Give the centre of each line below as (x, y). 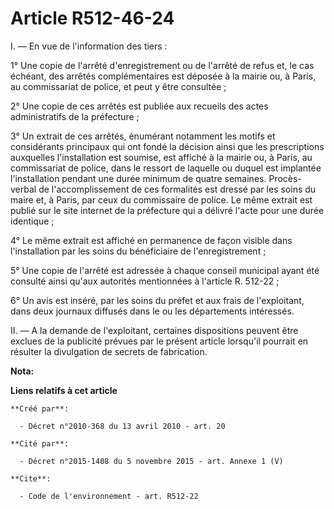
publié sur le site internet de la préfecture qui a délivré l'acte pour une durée (167, 210)
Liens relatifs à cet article (64, 390)
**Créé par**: (40, 408)
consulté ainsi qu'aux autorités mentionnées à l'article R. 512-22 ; (145, 281)
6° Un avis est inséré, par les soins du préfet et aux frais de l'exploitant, (157, 300)
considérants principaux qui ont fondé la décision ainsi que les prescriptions (167, 146)
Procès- (285, 178)
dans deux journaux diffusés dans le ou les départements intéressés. (152, 311)
